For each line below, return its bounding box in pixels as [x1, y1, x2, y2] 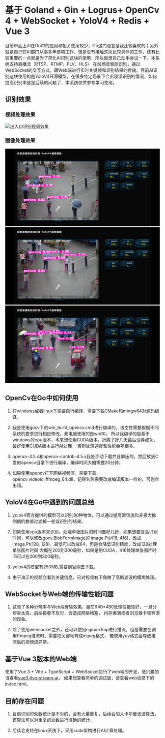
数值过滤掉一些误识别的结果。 [25, 518, 86, 524]
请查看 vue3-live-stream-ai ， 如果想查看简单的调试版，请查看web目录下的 [5, 675, 155, 681]
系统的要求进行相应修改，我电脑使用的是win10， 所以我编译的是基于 [12, 430, 150, 436]
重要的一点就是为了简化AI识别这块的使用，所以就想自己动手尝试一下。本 [9, 55, 156, 61]
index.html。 [5, 681, 31, 687]
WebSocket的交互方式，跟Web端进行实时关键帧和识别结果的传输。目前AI [5, 67, 154, 73]
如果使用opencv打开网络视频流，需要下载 [12, 470, 97, 476]
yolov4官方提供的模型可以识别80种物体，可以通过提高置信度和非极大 [12, 512, 152, 518]
